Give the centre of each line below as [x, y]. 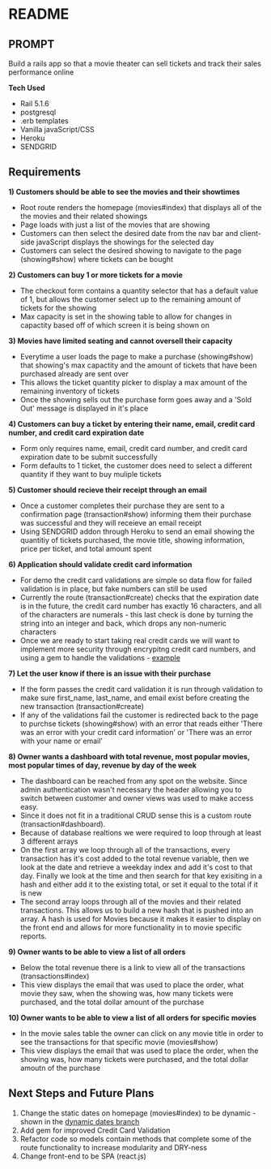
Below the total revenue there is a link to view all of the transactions [133, 967]
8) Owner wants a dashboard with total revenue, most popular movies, [129, 756]
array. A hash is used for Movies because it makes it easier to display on [140, 918]
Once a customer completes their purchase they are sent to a [122, 505]
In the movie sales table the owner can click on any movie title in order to [142, 1033]
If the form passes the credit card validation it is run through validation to [142, 689]
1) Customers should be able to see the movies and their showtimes [124, 191]
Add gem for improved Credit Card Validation [95, 1130]
